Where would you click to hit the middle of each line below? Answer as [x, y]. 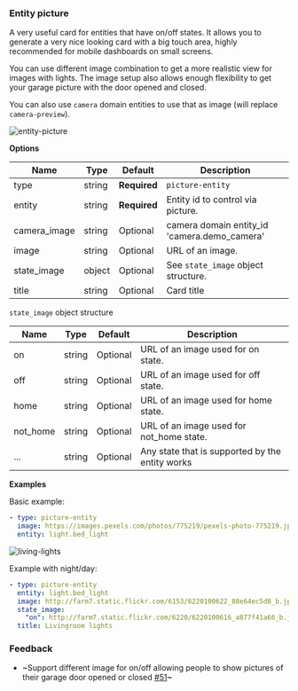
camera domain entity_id [217, 225]
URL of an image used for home [207, 400]
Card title [185, 291]
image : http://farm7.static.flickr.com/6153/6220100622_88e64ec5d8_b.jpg [156, 601]
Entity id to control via [212, 200]
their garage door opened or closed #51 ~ [97, 678]
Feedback [31, 648]
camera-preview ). [40, 114]
